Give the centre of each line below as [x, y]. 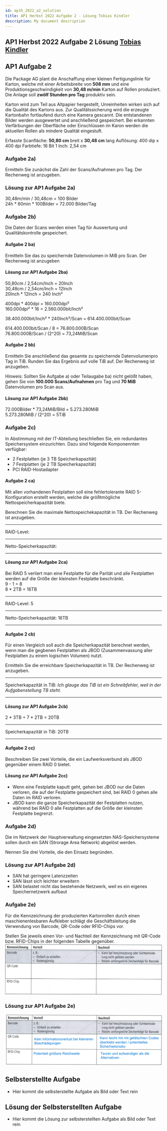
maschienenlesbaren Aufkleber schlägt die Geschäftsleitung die [71, 921]
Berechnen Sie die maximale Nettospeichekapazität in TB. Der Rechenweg [81, 512]
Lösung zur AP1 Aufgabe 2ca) [37, 562]
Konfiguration [19, 497]
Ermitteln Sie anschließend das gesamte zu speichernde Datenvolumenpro [82, 356]
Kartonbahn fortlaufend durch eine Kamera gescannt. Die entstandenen [79, 115]
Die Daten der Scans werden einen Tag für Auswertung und [66, 227]
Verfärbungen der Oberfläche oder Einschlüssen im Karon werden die [77, 125]
